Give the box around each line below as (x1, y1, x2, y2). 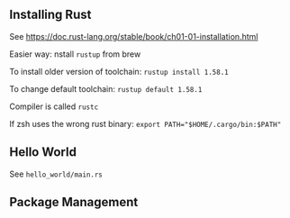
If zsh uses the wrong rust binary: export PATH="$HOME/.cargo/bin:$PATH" (9, 118, 282, 129)
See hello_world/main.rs (9, 168, 104, 179)
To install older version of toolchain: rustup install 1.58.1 (9, 66, 229, 77)
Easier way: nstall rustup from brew (9, 49, 141, 59)
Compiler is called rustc (9, 101, 99, 112)
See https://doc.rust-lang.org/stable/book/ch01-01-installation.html (9, 31, 258, 41)
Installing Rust (9, 7, 92, 23)
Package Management (9, 195, 139, 210)
